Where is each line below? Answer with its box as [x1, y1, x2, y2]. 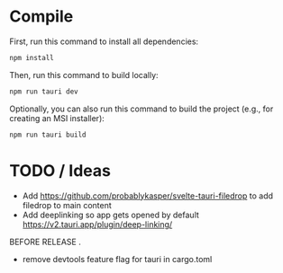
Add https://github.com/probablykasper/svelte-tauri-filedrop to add [22, 190, 273, 201]
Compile [9, 6, 74, 27]
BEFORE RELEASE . [9, 236, 81, 247]
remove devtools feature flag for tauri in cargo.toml [22, 253, 213, 264]
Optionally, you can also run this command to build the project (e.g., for [9, 103, 274, 114]
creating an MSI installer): [9, 112, 105, 123]
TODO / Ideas [9, 160, 111, 181]
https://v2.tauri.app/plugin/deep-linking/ [22, 218, 173, 230]
